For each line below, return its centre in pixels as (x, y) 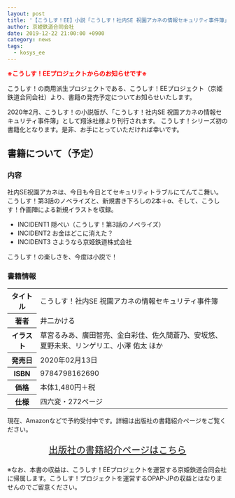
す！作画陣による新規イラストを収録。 (62, 209)
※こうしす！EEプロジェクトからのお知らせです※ (77, 73)
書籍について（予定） (53, 154)
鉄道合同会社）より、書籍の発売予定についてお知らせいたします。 (101, 97)
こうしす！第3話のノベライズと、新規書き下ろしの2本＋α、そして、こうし (114, 201)
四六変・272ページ (71, 401)
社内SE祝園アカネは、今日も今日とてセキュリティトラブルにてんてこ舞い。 (115, 192)
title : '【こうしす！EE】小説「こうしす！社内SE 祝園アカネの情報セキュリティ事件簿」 (119, 20)
